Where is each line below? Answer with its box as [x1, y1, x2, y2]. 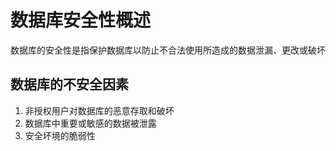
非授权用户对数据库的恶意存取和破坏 [24, 104, 175, 116]
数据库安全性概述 [10, 9, 152, 32]
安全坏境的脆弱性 [24, 129, 96, 141]
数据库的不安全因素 [10, 76, 129, 93]
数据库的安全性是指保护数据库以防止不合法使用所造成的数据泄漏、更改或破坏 [10, 44, 326, 56]
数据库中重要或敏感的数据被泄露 [24, 117, 157, 129]
